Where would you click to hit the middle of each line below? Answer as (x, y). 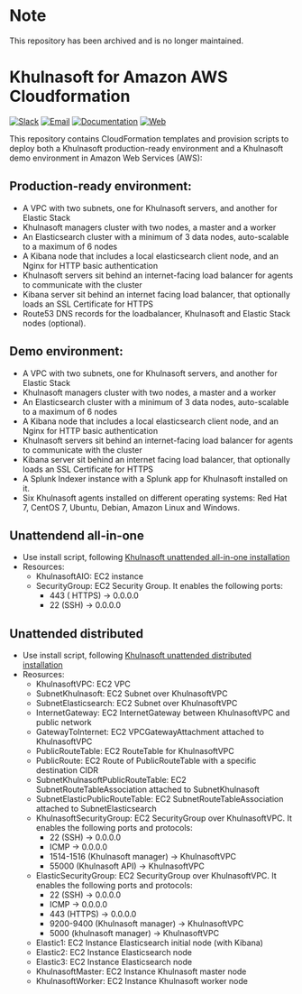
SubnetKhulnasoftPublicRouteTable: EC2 (111, 780)
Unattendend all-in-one (77, 535)
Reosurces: (43, 675)
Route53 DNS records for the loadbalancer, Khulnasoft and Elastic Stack (156, 313)
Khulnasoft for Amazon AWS (119, 77)
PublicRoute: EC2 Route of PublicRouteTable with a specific (146, 761)
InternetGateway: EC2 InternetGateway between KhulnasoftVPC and (163, 713)
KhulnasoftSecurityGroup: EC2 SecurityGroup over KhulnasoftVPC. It (164, 818)
